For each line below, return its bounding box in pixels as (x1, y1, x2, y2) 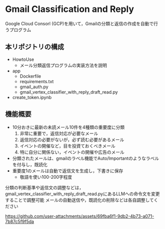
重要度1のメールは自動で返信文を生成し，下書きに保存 (12, 168, 123, 174)
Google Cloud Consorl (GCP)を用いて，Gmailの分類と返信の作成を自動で (5, 20, 154, 26)
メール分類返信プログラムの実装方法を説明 (19, 62, 107, 68)
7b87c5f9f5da (5, 218, 34, 225)
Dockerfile (19, 73, 41, 79)
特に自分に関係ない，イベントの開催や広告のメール (19, 149, 125, 155)
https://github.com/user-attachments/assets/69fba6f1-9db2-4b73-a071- (5, 213, 155, 219)
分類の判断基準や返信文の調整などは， (5, 184, 83, 190)
